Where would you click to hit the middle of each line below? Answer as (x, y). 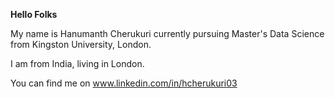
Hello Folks (34, 14)
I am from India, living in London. (77, 63)
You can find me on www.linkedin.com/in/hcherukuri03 (124, 83)
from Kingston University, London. (81, 44)
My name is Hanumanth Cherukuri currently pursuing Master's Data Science (167, 33)
